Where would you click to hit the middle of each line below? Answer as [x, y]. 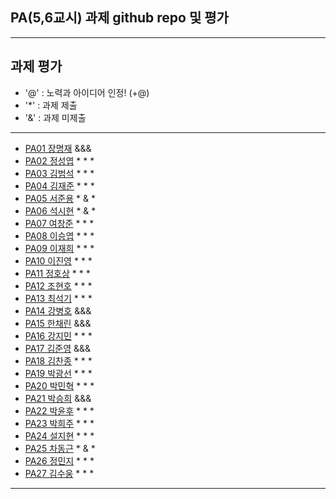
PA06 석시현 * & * [60, 210]
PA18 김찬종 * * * [58, 360]
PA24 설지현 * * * [59, 435]
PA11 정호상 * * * [57, 273]
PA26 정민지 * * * [59, 460]
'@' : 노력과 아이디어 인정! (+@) [87, 92]
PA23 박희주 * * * [59, 423]
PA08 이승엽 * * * [59, 235]
